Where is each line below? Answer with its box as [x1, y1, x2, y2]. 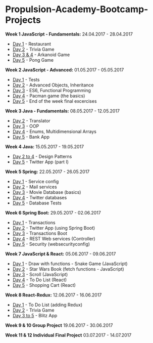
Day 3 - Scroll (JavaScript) [12, 271, 68, 277]
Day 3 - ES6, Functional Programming [12, 87, 91, 93]
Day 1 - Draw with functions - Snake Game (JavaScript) [12, 261, 128, 267]
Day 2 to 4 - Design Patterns [12, 153, 72, 159]
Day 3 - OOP [12, 123, 39, 129]
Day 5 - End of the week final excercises [12, 98, 97, 104]
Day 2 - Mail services [12, 184, 57, 190]
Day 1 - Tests [12, 76, 40, 82]
